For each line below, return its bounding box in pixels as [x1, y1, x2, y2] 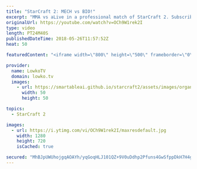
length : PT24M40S [6, 31, 49, 36]
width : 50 [21, 90, 46, 96]
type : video [6, 25, 35, 31]
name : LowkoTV [11, 68, 46, 74]
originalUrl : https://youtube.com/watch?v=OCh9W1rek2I [6, 19, 143, 25]
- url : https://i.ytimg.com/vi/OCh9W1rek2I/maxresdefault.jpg [11, 127, 167, 133]
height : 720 [16, 138, 46, 144]
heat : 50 [6, 42, 28, 48]
